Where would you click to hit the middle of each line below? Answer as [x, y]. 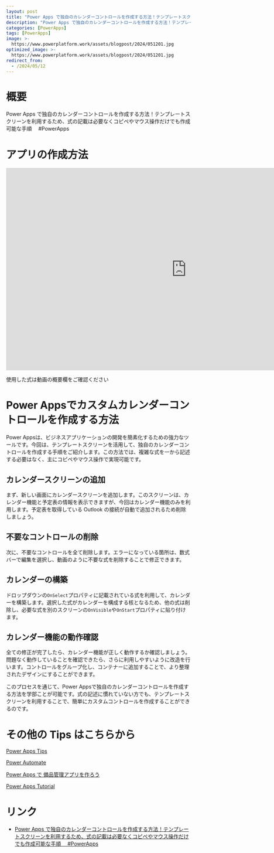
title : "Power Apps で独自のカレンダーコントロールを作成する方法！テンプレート [94, 17]
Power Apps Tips [27, 751]
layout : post [22, 11]
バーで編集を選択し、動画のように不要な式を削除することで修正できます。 [95, 559]
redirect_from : [25, 60]
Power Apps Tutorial [30, 786]
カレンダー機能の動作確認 [52, 637]
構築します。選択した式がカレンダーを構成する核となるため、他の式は [101, 602]
